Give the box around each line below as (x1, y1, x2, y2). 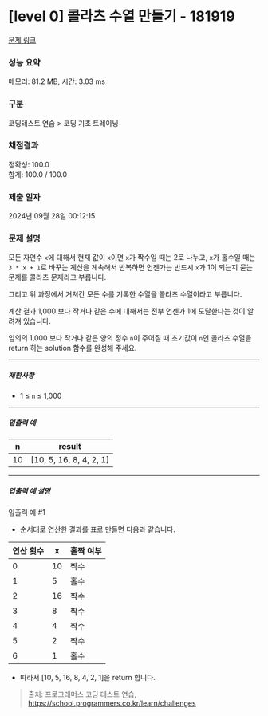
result (58, 441, 81, 452)
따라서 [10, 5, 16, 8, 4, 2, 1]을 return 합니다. (19, 673, 156, 683)
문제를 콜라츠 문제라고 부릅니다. (8, 273, 107, 282)
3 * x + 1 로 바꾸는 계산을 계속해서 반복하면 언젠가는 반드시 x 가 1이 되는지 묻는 (8, 262, 254, 272)
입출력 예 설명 (8, 486, 50, 495)
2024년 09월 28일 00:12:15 (8, 211, 96, 221)
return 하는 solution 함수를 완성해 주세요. (8, 344, 137, 353)
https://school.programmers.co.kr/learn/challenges (27, 698, 197, 708)
